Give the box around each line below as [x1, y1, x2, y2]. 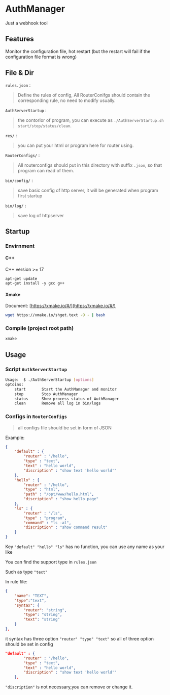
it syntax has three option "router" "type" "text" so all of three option [5, 635, 154, 641]
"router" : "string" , [23, 607, 67, 612]
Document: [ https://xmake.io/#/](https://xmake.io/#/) [5, 303, 116, 309]
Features [5, 35, 34, 43]
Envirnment [5, 242, 35, 249]
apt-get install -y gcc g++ [5, 281, 65, 286]
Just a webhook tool [5, 20, 48, 26]
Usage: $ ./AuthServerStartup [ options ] [5, 377, 94, 382]
